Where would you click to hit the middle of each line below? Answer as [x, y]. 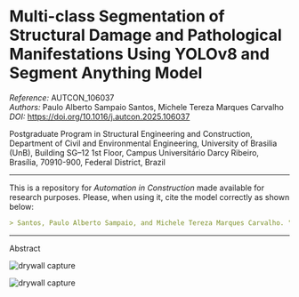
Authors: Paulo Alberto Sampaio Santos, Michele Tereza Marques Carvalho [147, 107]
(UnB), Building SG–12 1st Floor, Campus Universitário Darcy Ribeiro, [134, 152]
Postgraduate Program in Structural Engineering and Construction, [131, 133]
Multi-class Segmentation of [117, 16]
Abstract [25, 248]
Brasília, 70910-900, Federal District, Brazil [88, 162]
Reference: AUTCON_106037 [62, 97]
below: [21, 206]
